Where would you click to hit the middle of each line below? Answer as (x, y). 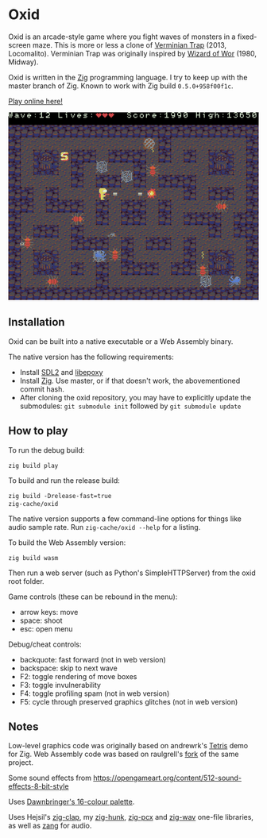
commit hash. (42, 389)
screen (20, 44)
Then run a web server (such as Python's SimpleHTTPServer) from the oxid (132, 573)
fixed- (247, 37)
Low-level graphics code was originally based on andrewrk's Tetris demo (128, 746)
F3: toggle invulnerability (60, 685)
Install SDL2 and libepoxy (61, 372)
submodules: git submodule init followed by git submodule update (130, 406)
